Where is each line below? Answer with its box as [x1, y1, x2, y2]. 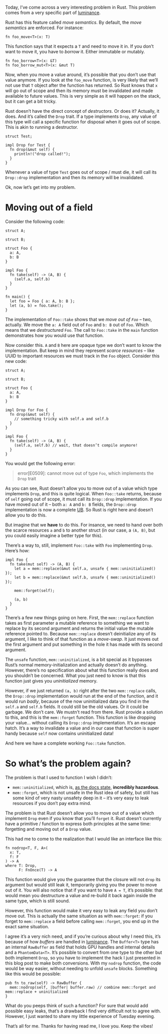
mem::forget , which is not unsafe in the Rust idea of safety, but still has [12, 789, 159, 795]
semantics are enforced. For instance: [5, 25, 84, 31]
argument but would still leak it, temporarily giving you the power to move [5, 881, 157, 888]
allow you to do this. [5, 512, 47, 518]
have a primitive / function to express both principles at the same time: [5, 821, 151, 827]
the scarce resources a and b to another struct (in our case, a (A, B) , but [5, 527, 155, 533]
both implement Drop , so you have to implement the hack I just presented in [5, 954, 161, 961]
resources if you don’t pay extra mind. [12, 800, 91, 806]
